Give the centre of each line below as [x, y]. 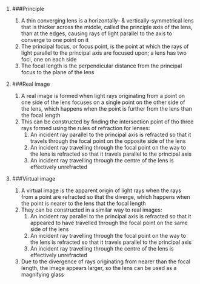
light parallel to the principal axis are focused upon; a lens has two [104, 53]
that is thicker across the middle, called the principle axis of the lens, [107, 27]
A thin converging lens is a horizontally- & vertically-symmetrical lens [107, 20]
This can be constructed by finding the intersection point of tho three [107, 122]
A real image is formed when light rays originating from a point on [103, 96]
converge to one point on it [55, 40]
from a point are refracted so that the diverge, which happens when [105, 197]
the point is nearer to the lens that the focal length [84, 203]
